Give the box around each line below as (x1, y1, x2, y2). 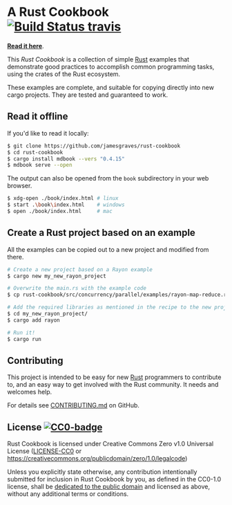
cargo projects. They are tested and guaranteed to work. (7, 91, 168, 99)
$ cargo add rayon (7, 316, 60, 324)
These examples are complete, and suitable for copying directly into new (7, 83, 214, 91)
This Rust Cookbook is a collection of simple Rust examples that (7, 55, 190, 63)
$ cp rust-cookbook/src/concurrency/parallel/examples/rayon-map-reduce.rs (7, 291, 230, 298)
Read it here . (7, 42, 44, 50)
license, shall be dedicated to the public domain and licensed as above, (7, 482, 211, 491)
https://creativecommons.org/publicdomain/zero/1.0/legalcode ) (7, 454, 188, 463)
